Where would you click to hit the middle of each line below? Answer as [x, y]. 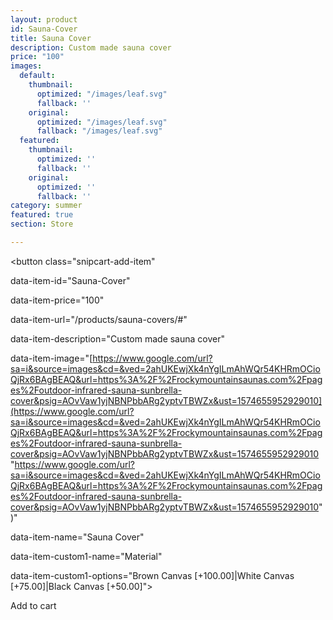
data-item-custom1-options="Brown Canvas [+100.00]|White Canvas [152, 575]
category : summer [46, 206]
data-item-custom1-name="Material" [86, 556]
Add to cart [33, 605]
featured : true [42, 215]
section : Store [42, 224]
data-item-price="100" [57, 300]
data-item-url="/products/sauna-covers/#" [99, 319]
